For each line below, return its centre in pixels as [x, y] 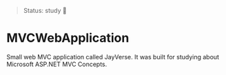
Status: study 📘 [45, 11]
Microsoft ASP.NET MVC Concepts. [57, 64]
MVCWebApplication [68, 38]
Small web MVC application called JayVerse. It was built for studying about [113, 57]
